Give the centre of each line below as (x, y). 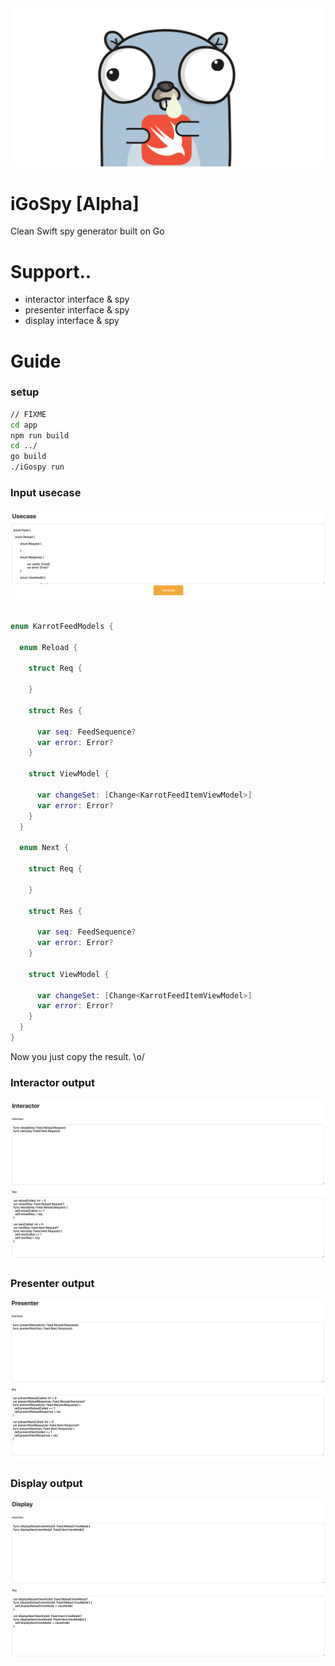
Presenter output (52, 1284)
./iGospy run (37, 467)
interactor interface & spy (77, 299)
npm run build (40, 435)
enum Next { (44, 848)
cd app (24, 425)
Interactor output (53, 1082)
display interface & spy (72, 321)
